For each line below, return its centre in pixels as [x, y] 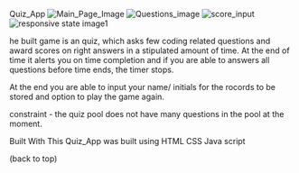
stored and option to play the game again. [87, 96]
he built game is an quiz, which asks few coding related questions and [140, 41]
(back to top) [33, 159]
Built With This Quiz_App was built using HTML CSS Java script [127, 141]
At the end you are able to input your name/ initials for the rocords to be [142, 87]
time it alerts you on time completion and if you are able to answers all [140, 60]
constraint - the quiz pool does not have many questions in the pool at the [147, 114]
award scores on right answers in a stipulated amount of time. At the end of [150, 50]
